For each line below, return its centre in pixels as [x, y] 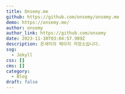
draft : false [22, 82]
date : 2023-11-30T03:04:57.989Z [45, 39]
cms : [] [16, 66]
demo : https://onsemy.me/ [38, 22]
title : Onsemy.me [27, 11]
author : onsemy [25, 28]
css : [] [16, 60]
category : [18, 71]
